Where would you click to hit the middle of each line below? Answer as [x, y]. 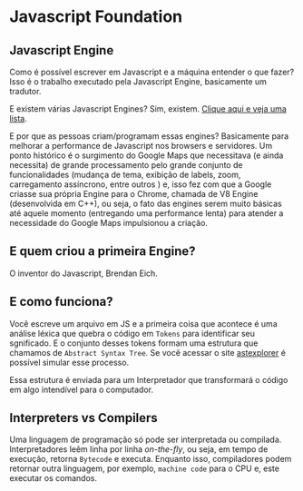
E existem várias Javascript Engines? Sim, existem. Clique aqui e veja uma [148, 109]
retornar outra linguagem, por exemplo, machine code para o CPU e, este [144, 468]
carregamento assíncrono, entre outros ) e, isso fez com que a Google [141, 184]
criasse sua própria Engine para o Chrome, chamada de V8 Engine [134, 194]
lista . [18, 118]
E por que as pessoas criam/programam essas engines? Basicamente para [149, 136]
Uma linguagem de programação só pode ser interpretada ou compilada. [146, 440]
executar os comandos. [54, 478]
